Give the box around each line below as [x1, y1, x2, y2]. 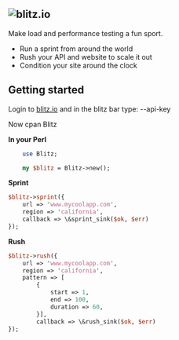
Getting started [8, 83, 85, 97]
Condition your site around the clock [19, 60, 137, 70]
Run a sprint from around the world [19, 44, 133, 53]
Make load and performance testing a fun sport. [8, 28, 163, 38]
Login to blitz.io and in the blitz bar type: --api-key [8, 104, 171, 114]
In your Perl [8, 134, 47, 144]
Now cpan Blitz [8, 119, 57, 129]
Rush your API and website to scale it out [19, 52, 153, 61]
